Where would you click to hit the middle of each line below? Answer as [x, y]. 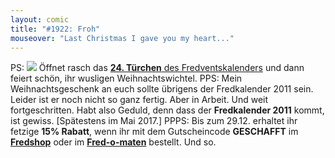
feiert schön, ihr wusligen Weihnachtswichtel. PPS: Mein [126, 78]
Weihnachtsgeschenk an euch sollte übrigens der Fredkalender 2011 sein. [162, 89]
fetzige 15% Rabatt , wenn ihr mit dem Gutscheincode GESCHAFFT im [154, 132]
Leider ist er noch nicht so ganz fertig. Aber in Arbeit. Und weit [139, 100]
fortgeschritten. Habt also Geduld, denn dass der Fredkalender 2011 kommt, [167, 110]
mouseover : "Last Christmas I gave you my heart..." [122, 38]
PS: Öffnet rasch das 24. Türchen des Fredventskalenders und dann [157, 68]
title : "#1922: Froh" [55, 29]
